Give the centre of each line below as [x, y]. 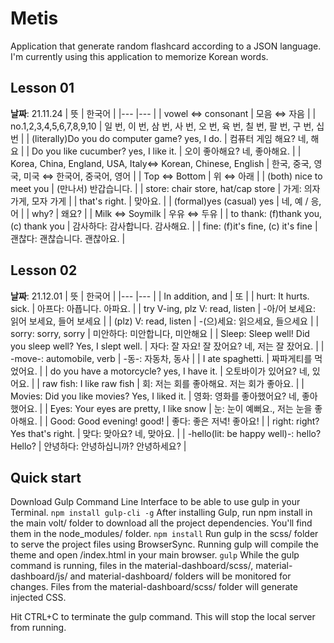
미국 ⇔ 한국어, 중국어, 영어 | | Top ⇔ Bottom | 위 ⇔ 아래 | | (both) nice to [173, 176]
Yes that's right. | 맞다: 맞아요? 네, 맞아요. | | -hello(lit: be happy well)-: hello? [166, 433]
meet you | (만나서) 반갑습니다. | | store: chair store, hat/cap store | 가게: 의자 [165, 188]
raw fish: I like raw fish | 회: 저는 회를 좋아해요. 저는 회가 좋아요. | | [173, 383]
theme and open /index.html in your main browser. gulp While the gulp [155, 555]
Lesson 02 [44, 270]
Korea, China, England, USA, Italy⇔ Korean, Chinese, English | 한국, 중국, [161, 163]
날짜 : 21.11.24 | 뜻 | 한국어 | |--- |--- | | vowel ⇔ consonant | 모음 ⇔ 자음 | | [163, 113]
